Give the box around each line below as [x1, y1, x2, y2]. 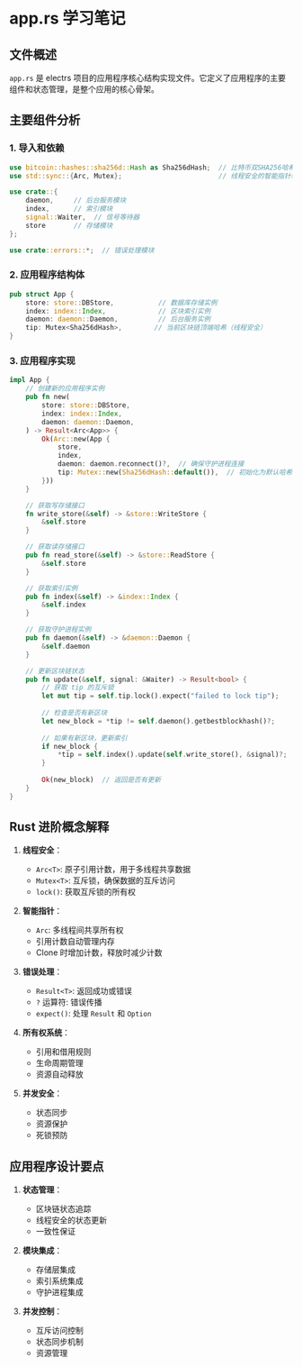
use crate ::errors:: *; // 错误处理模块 [9, 245, 155, 255]
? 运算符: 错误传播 [35, 997, 102, 1007]
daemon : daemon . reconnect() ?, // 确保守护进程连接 [57, 460, 244, 469]
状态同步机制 [35, 1336, 84, 1347]
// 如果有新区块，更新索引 [41, 734, 128, 743]
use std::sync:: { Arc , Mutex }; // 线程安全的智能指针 [9, 171, 291, 180]
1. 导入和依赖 [9, 141, 65, 154]
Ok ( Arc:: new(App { [41, 434, 111, 443]
